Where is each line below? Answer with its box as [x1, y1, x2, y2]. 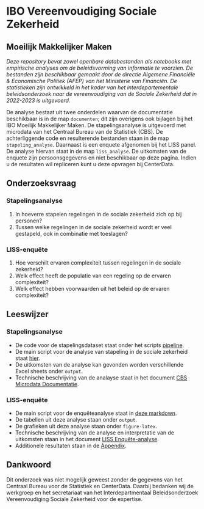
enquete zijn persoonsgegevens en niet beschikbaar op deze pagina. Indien [6, 154, 197, 161]
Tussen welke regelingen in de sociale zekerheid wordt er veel [15, 223, 172, 230]
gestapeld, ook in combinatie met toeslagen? [15, 230, 128, 237]
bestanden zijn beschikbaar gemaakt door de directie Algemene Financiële [6, 71, 195, 78]
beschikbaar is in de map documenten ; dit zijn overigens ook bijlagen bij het [6, 115, 193, 122]
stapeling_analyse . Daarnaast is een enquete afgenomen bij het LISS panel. [6, 141, 197, 148]
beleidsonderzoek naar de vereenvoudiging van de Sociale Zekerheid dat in [6, 90, 197, 97]
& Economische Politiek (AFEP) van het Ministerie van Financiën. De [6, 78, 178, 84]
